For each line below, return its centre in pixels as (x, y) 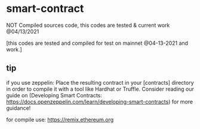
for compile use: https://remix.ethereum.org (60, 119)
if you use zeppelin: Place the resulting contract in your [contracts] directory (100, 82)
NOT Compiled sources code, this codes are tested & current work (88, 25)
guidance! (19, 108)
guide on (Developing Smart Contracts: (54, 95)
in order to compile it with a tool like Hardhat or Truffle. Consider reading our (100, 89)
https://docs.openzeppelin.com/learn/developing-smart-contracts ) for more (99, 102)
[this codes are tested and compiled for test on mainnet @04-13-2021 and (97, 43)
